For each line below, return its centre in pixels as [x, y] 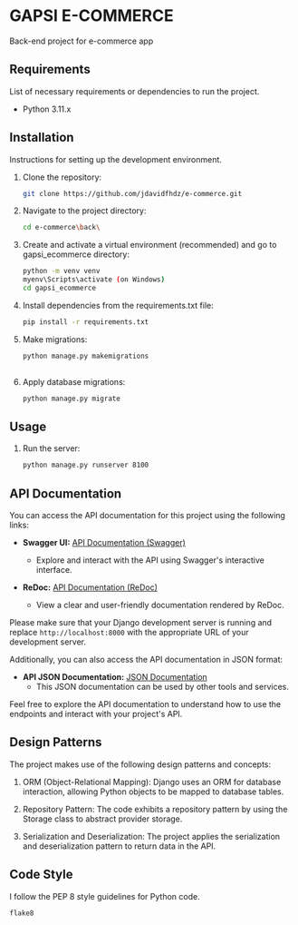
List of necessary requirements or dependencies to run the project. [135, 91]
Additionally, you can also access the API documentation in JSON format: [146, 659]
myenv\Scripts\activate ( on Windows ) [94, 280]
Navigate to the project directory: [84, 211]
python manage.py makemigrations [86, 356]
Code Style [41, 875]
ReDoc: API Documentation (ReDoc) [90, 587]
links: [19, 525]
